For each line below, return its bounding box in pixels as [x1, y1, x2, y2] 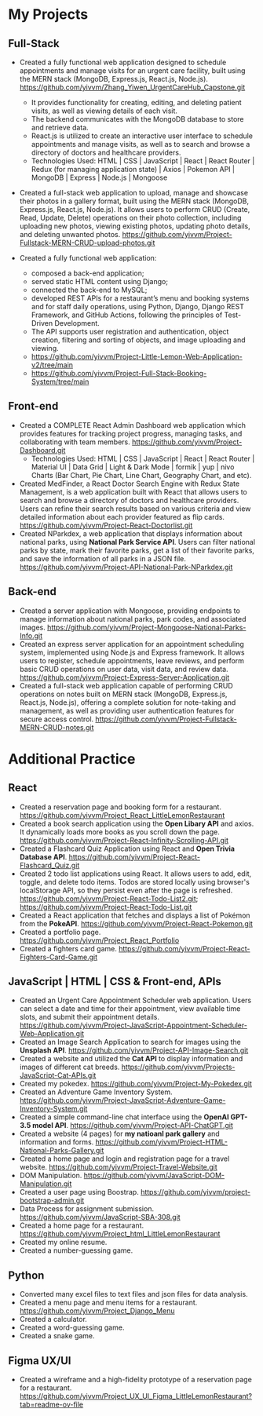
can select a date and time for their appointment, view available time [19, 1004, 241, 1013]
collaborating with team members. [19, 437, 131, 447]
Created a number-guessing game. [19, 1246, 133, 1255]
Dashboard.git [19, 445, 66, 454]
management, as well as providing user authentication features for [19, 706, 235, 715]
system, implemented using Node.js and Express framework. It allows [19, 648, 245, 657]
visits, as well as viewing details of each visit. [31, 106, 178, 115]
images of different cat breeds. [19, 1062, 120, 1072]
